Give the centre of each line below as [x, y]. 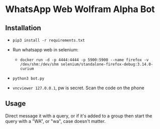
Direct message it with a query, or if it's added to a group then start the [79, 116]
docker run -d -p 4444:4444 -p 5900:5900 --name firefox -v [84, 60]
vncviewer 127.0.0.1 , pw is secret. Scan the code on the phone [78, 88]
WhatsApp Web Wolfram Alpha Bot [80, 9]
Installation [23, 28]
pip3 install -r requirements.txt [49, 40]
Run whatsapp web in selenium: [46, 50]
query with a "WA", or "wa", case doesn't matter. [55, 121]
